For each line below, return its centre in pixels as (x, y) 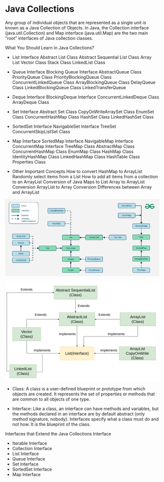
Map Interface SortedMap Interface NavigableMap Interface (73, 141)
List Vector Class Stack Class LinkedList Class (59, 62)
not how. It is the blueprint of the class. (51, 424)
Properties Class (29, 162)
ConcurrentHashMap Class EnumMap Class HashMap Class (73, 151)
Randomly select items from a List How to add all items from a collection (85, 176)
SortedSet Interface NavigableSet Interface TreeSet (64, 126)
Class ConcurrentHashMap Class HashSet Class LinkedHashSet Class (83, 117)
